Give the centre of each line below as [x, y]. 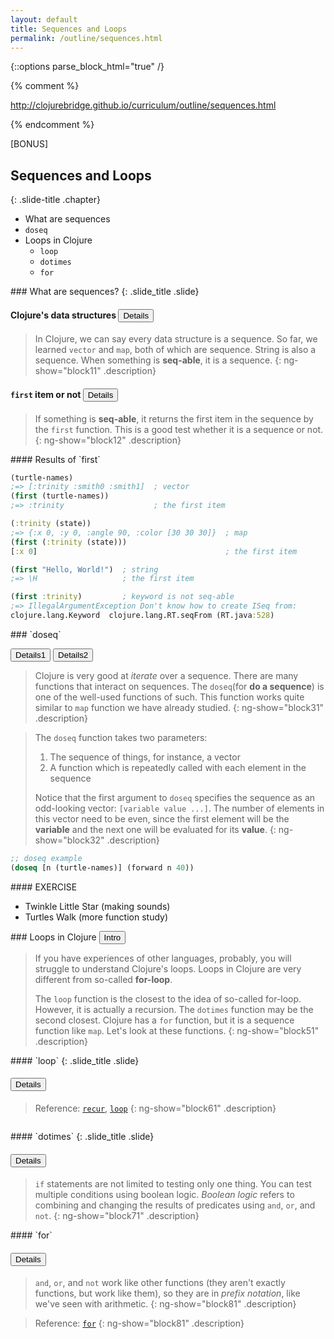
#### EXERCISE [44, 887]
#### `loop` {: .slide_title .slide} [75, 1060]
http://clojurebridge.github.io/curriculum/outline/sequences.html [143, 105]
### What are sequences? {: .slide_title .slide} [105, 292]
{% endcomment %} [52, 125]
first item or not [46, 394]
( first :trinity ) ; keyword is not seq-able [122, 597]
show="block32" [69, 840]
